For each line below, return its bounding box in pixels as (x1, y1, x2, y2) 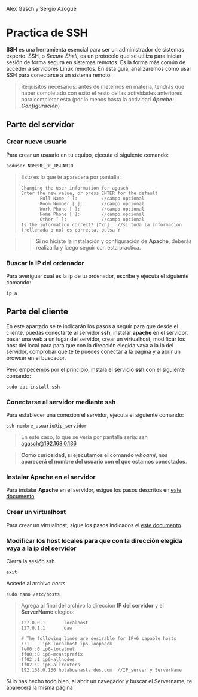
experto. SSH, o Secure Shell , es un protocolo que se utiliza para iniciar (6, 52, 182, 59)
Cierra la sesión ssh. (6, 557, 57, 564)
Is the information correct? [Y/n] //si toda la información (20, 221, 182, 227)
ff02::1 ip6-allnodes (20, 656, 75, 662)
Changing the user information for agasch (20, 185, 129, 191)
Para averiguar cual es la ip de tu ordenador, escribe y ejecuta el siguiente (6, 272, 189, 280)
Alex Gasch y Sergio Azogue (6, 5, 77, 12)
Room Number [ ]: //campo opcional (39, 200, 145, 206)
